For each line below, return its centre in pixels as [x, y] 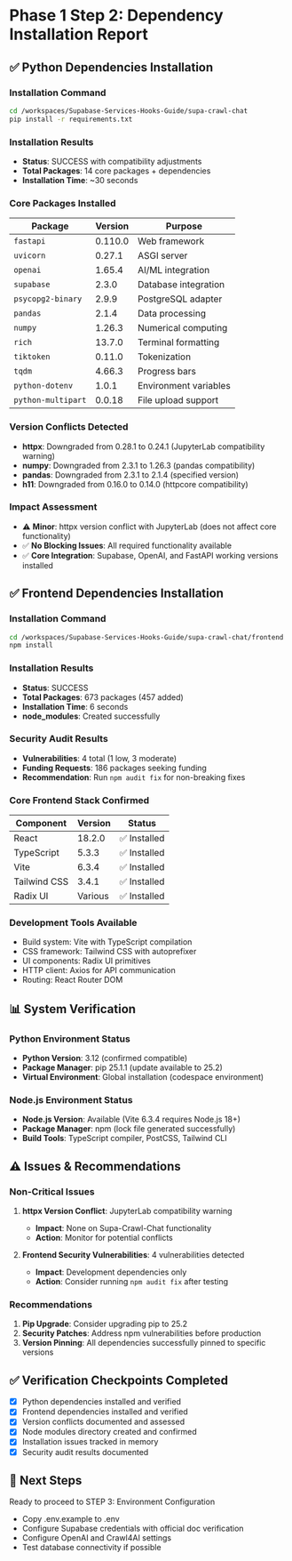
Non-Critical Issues [52, 1191]
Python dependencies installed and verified [102, 1402]
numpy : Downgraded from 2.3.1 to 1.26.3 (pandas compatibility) [138, 465]
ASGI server [162, 256]
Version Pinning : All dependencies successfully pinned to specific [144, 1343]
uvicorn [30, 256]
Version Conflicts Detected [69, 427]
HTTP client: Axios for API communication [99, 970]
